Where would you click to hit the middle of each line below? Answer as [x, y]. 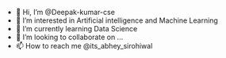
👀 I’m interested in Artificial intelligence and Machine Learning [117, 20]
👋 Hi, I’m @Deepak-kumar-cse [65, 12]
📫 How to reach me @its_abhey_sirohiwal [84, 46]
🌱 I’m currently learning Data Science [77, 29]
